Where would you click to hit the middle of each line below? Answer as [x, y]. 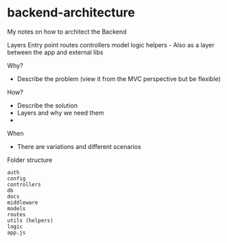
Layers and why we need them [60, 113]
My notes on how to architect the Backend [67, 32]
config [16, 178]
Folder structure [30, 160]
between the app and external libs [55, 52]
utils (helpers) [30, 220]
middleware [23, 202]
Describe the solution [47, 105]
